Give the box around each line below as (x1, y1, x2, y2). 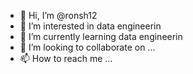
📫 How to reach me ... (19, 53, 113, 64)
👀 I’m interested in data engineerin (19, 20, 162, 32)
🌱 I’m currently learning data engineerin (19, 31, 183, 42)
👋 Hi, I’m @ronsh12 (19, 10, 98, 21)
